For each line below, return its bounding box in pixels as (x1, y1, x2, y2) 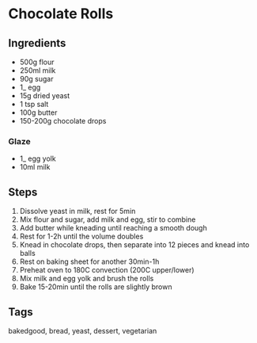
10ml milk (19, 162, 51, 172)
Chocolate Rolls (8, 5, 114, 23)
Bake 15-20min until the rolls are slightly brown (19, 282, 172, 292)
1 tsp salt (19, 100, 49, 109)
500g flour (19, 57, 55, 67)
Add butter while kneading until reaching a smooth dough (19, 223, 207, 233)
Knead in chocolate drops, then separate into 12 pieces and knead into (19, 240, 250, 250)
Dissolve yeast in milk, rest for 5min (19, 207, 136, 216)
